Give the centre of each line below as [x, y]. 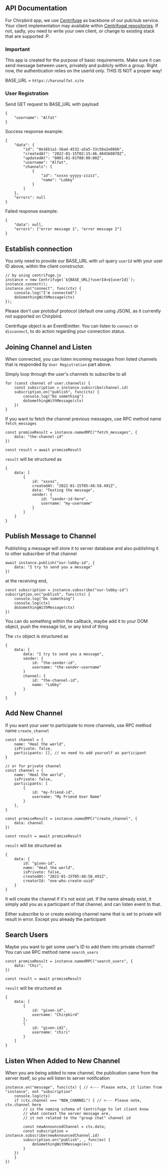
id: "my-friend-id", [53, 792]
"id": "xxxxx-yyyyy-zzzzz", [70, 176]
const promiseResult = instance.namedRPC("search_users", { [69, 961]
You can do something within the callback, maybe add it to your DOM [76, 621]
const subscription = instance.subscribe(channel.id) [71, 388]
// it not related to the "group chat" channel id [77, 1118]
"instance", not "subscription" [39, 1092]
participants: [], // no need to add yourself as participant [80, 753]
